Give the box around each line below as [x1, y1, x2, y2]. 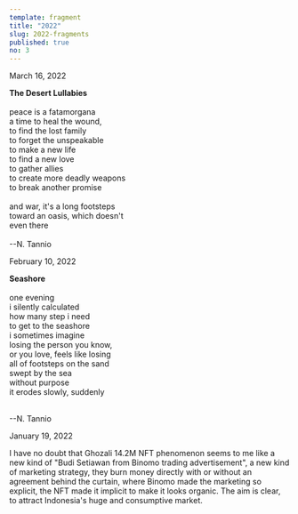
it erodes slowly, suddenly [9, 387, 105, 398]
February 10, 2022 [9, 256, 77, 267]
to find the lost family [9, 125, 87, 136]
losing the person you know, [9, 340, 113, 350]
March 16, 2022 [9, 70, 67, 81]
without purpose [9, 377, 69, 388]
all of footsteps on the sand [9, 358, 109, 369]
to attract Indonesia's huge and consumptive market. [9, 495, 203, 506]
